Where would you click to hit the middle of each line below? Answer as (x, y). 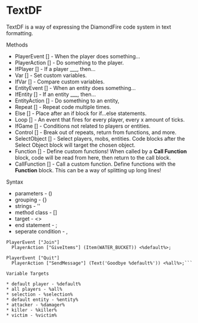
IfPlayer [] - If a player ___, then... (55, 69)
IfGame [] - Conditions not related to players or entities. (82, 126)
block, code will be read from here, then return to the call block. (93, 157)
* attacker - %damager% (36, 305)
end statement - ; (36, 225)
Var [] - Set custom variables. (51, 75)
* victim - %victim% (32, 315)
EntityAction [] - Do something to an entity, (67, 100)
